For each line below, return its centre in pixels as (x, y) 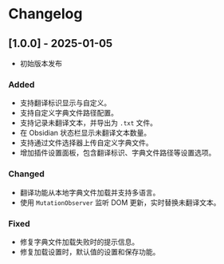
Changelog (45, 14)
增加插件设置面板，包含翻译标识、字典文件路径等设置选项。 (118, 153)
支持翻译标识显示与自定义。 (65, 103)
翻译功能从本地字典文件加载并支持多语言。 (90, 192)
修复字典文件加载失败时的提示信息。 (79, 242)
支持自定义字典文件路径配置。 (69, 113)
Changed (27, 174)
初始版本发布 (41, 63)
